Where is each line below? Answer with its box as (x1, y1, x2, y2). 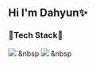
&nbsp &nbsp (17, 49, 72, 58)
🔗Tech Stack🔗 (8, 30, 63, 41)
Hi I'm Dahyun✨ (8, 6, 88, 20)
